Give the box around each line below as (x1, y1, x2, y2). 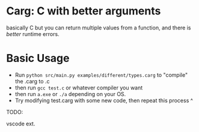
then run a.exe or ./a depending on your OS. (14, 90, 126, 97)
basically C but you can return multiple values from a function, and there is (6, 24, 191, 31)
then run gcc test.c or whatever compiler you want (14, 84, 143, 91)
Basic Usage (6, 52, 70, 65)
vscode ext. (6, 120, 35, 127)
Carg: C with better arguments (6, 4, 161, 18)
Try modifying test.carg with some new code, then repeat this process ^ (14, 97, 194, 104)
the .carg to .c (14, 77, 50, 85)
